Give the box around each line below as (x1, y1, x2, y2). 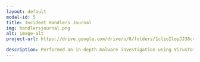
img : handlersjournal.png (6, 25, 70, 31)
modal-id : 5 (6, 14, 36, 20)
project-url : (6, 36, 39, 42)
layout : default (6, 8, 46, 15)
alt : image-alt (6, 31, 44, 37)
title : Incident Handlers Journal (6, 19, 92, 25)
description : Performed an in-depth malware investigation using (6, 47, 171, 53)
